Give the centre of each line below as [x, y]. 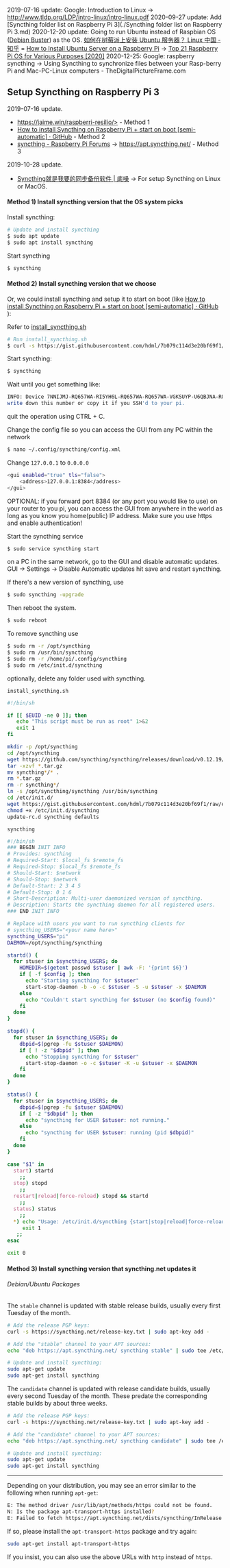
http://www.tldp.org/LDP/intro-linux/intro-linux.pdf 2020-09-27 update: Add [114, 17]
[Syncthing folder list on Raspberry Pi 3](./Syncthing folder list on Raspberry [115, 24]
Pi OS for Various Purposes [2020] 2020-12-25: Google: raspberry [101, 56]
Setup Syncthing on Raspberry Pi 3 [83, 92]
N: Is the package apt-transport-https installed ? [81, 1512]
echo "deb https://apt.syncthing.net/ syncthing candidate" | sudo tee [111, 1441]
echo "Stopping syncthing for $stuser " [82, 1057]
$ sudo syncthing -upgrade [46, 595]
